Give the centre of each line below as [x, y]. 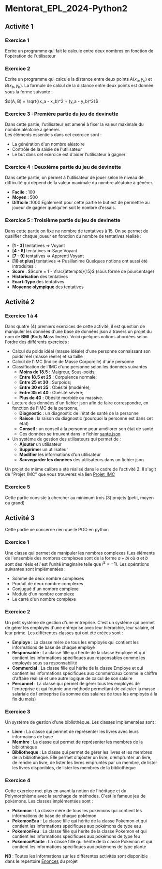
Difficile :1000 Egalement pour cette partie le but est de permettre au [81, 203]
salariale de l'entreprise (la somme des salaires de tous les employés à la [85, 694]
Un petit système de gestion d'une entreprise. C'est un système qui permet [80, 622]
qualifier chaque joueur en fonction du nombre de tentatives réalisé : [73, 236]
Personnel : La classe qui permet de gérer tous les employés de [76, 683]
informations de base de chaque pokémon [54, 816]
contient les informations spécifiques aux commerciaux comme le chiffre [85, 673]
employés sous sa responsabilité [44, 663]
